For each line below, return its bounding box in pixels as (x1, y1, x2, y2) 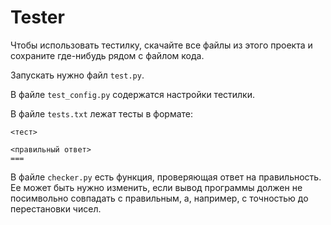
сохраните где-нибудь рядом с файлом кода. (10, 49, 205, 61)
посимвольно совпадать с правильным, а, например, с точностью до (10, 192, 309, 204)
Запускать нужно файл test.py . (10, 69, 145, 81)
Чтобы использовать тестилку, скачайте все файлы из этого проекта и (10, 39, 313, 51)
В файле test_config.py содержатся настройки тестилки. (10, 88, 256, 100)
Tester (10, 6, 65, 29)
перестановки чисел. (10, 202, 102, 215)
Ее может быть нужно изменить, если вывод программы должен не (10, 181, 303, 193)
